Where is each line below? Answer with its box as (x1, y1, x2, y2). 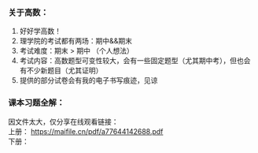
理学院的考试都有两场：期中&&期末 (19, 36, 132, 46)
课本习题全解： (8, 97, 65, 108)
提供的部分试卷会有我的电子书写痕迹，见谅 (19, 76, 158, 85)
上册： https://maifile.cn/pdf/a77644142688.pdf (8, 126, 164, 136)
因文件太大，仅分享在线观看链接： (8, 117, 119, 126)
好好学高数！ (19, 26, 61, 36)
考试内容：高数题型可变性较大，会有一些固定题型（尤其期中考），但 (19, 56, 238, 65)
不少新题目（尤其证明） (26, 65, 103, 76)
